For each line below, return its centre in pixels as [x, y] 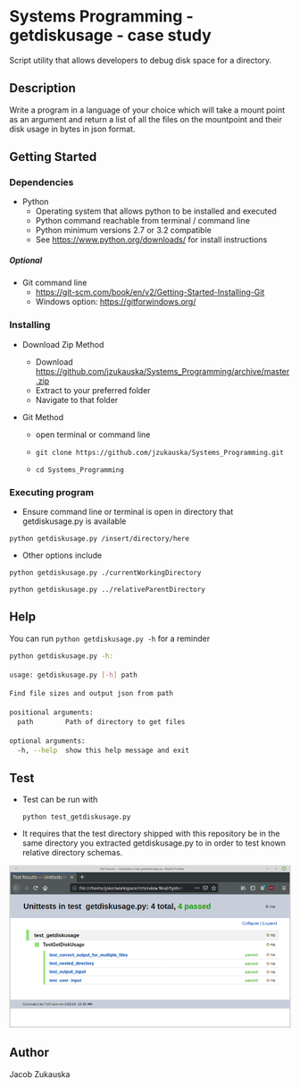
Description [42, 88]
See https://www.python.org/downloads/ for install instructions [151, 240]
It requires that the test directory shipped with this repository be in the [151, 834]
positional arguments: [51, 712]
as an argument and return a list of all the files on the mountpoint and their [146, 119]
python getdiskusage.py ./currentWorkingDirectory [105, 573]
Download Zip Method [63, 344]
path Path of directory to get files [101, 721]
